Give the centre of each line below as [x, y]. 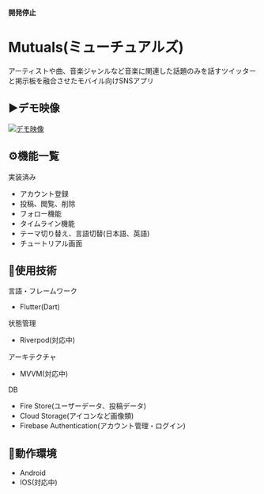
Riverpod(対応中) [47, 340]
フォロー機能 [40, 213]
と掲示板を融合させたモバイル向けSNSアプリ [81, 80]
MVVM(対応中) [44, 374]
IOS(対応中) [38, 482]
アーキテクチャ [32, 357]
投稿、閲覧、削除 [47, 203]
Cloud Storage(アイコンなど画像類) [77, 416]
